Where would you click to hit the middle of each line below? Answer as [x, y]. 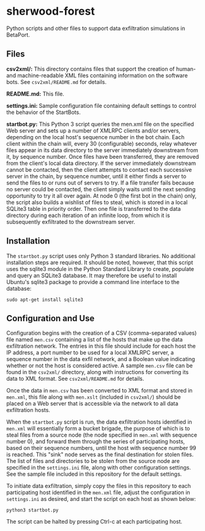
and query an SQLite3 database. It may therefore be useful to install [92, 275]
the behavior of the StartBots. [43, 112]
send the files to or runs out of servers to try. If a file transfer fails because [100, 183]
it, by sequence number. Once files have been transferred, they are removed [103, 156]
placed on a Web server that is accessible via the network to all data [92, 403]
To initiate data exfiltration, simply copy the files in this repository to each [99, 486]
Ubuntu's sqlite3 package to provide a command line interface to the [93, 282]
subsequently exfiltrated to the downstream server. [71, 221]
